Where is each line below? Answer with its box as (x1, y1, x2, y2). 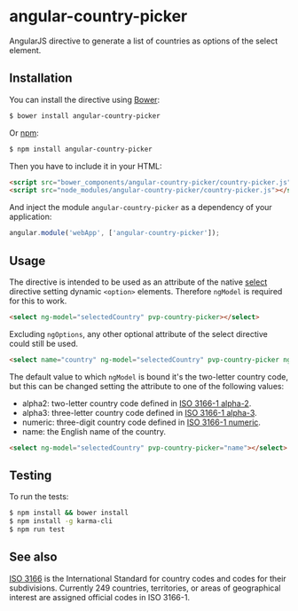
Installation (9, 71, 73, 86)
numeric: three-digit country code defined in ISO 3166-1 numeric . (21, 417, 262, 427)
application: (9, 211, 52, 223)
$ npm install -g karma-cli (9, 517, 114, 526)
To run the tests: (9, 491, 69, 502)
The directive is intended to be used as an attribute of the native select (9, 277, 268, 287)
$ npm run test (9, 525, 66, 534)
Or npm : (9, 127, 40, 138)
